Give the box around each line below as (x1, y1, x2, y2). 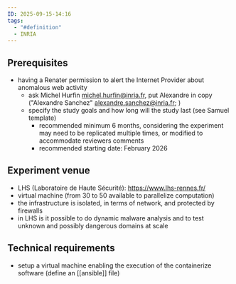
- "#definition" (14, 24, 62, 31)
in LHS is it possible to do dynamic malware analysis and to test (17, 213, 204, 222)
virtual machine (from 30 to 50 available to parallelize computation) (17, 191, 215, 200)
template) (28, 113, 57, 122)
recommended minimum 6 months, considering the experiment (38, 121, 224, 130)
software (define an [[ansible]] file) (17, 268, 120, 277)
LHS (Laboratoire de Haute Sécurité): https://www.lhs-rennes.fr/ (17, 183, 206, 192)
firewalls (17, 206, 43, 215)
